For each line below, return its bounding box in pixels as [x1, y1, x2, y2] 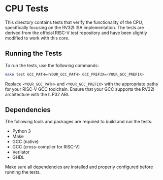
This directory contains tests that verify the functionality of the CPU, [5, 19, 144, 25]
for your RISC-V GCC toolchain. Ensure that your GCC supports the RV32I [5, 86, 155, 92]
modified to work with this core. [5, 35, 70, 41]
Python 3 [12, 128, 31, 134]
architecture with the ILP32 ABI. [5, 91, 70, 97]
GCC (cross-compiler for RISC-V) [12, 144, 80, 150]
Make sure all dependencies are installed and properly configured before [5, 164, 154, 170]
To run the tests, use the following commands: [5, 62, 99, 68]
